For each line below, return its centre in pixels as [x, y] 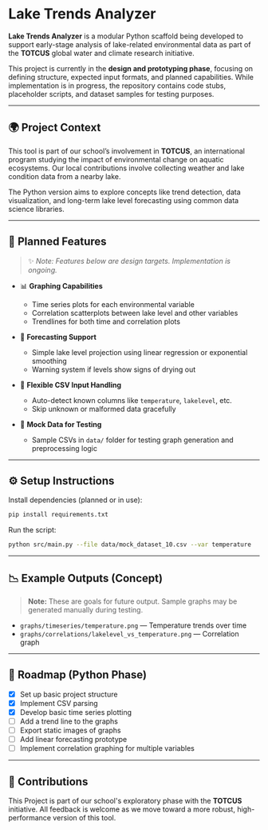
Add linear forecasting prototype [73, 740]
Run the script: [32, 530]
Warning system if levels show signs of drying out [114, 369]
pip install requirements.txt [59, 515]
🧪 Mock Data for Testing [61, 424]
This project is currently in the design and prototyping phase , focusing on [131, 68]
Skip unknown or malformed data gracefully [104, 409]
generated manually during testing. [85, 609]
